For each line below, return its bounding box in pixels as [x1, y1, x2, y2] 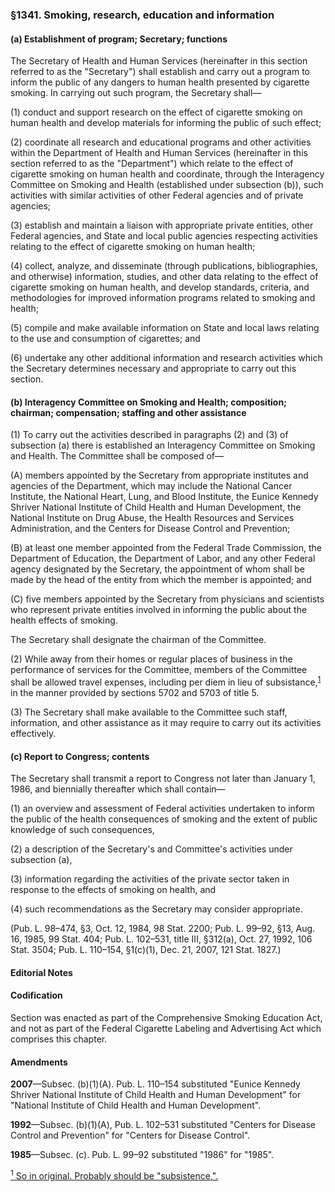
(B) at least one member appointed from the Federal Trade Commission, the [10, 542, 322, 554]
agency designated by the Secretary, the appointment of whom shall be [10, 563, 306, 575]
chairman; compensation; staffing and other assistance [10, 406, 247, 418]
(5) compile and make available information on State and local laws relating [10, 322, 320, 334]
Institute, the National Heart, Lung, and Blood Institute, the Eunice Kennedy [10, 491, 319, 503]
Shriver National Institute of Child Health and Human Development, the [10, 501, 302, 513]
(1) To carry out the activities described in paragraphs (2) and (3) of [10, 429, 289, 441]
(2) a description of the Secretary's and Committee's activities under [10, 843, 293, 855]
